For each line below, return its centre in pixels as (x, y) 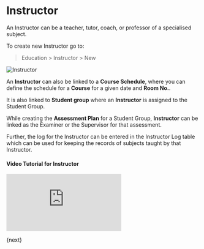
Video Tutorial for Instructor (43, 163)
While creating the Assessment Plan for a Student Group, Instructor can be (102, 118)
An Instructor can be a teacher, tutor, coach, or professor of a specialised (99, 28)
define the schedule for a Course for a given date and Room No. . (89, 88)
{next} (14, 240)
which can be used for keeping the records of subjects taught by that (94, 143)
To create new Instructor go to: (45, 46)
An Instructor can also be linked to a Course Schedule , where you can (96, 81)
